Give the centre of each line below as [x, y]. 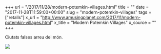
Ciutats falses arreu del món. [34, 37]
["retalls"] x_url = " [24, 17]
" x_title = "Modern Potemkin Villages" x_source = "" [104, 22]
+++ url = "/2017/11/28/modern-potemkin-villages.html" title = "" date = [77, 7]
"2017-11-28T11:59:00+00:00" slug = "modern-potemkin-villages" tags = [78, 12]
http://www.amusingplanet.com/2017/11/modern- [91, 17]
